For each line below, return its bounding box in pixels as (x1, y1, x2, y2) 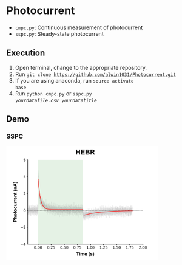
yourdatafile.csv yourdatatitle (15, 97, 97, 103)
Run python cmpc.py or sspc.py (15, 89, 92, 97)
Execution (6, 48, 45, 58)
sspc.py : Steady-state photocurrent (15, 30, 104, 37)
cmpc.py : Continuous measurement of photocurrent (15, 24, 143, 31)
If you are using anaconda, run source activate (15, 77, 134, 84)
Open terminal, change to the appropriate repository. (15, 64, 147, 71)
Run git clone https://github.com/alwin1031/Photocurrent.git (15, 71, 177, 78)
